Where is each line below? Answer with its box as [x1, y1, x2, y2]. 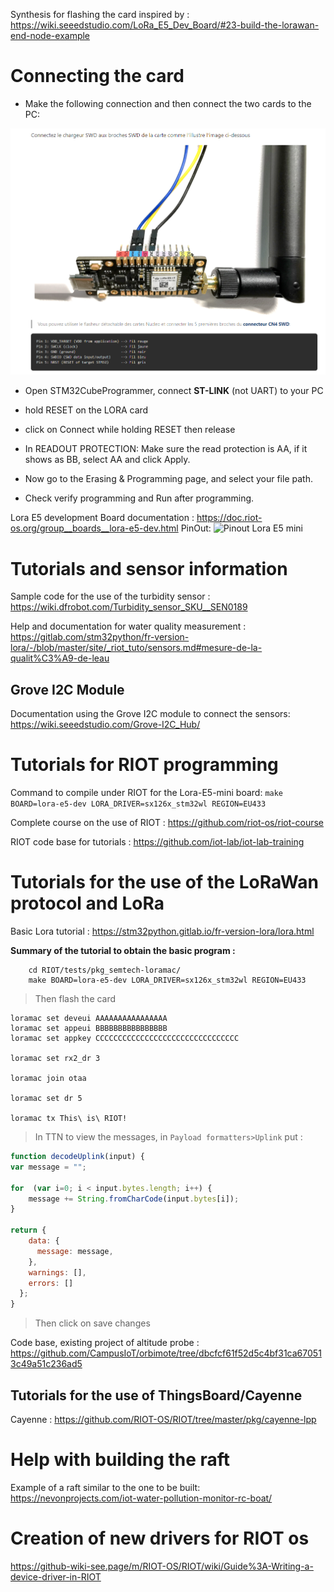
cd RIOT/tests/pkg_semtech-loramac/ [28, 965, 182, 976]
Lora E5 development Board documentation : [10, 512, 195, 524]
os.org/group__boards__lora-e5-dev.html [10, 522, 179, 534]
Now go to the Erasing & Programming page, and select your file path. [24, 473, 313, 485]
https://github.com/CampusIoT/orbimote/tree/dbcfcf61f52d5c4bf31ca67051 [10, 1347, 322, 1359]
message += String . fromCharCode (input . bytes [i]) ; [28, 1194, 240, 1204]
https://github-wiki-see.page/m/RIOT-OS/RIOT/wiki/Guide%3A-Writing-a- [10, 1560, 314, 1572]
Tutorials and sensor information [10, 557, 288, 580]
